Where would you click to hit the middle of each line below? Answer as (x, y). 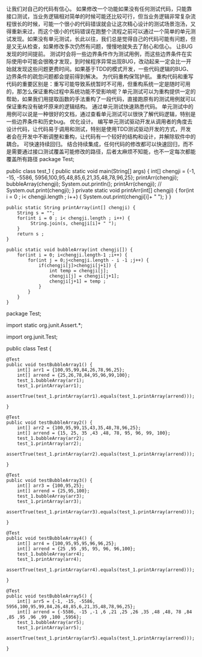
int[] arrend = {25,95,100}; (54, 491)
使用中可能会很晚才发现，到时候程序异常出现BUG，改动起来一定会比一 (99, 61)
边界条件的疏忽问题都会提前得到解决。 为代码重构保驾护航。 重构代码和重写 (100, 76)
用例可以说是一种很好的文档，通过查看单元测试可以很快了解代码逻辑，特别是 (101, 114)
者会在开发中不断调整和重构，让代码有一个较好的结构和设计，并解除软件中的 (101, 136)
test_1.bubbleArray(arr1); (51, 380)
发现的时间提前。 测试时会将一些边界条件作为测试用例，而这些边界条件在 (96, 54)
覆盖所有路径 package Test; (41, 159)
